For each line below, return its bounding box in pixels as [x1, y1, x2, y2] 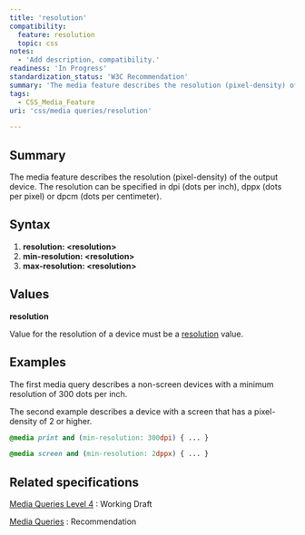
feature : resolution [17, 30, 95, 39]
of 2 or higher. [39, 415, 93, 426]
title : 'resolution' [9, 13, 88, 23]
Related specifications [9, 474, 139, 490]
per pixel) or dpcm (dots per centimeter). [9, 191, 162, 202]
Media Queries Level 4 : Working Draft [9, 499, 152, 510]
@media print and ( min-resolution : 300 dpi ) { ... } [9, 433, 209, 443]
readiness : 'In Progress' [9, 64, 107, 73]
